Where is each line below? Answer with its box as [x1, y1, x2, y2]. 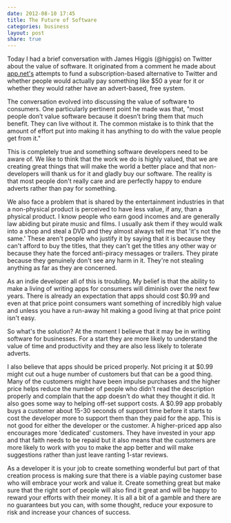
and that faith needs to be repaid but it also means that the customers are [7, 436, 216, 444]
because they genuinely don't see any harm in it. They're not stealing [7, 256, 204, 265]
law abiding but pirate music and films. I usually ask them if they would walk [7, 220, 223, 228]
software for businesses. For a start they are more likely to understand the [7, 334, 218, 343]
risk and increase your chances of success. [7, 508, 131, 517]
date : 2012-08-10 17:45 [7, 10, 76, 17]
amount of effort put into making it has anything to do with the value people [7, 127, 222, 135]
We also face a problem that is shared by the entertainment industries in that [7, 198, 225, 206]
